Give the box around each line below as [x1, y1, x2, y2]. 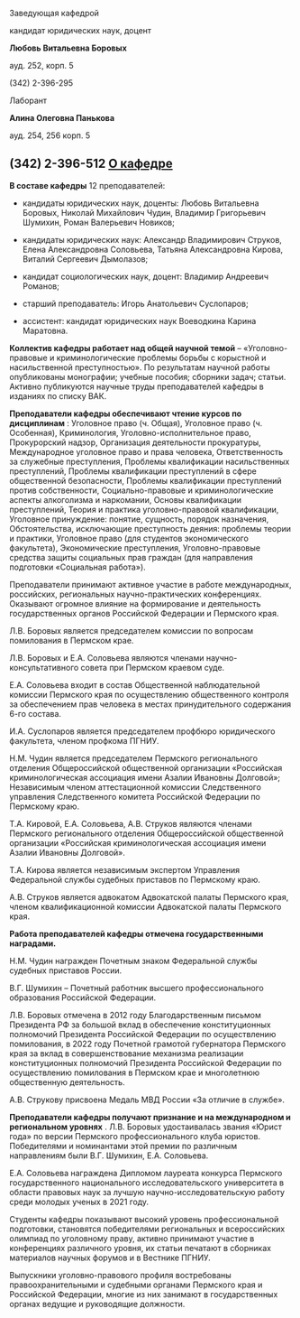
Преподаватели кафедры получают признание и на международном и [9, 1111, 291, 1122]
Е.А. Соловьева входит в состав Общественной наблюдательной [9, 679, 260, 690]
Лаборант [9, 95, 48, 106]
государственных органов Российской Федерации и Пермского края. [9, 608, 279, 618]
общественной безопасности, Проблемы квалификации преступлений [9, 475, 282, 486]
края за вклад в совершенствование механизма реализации [9, 1047, 244, 1059]
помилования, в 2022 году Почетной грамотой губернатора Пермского [9, 1038, 286, 1049]
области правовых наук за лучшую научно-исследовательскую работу [9, 1186, 286, 1197]
